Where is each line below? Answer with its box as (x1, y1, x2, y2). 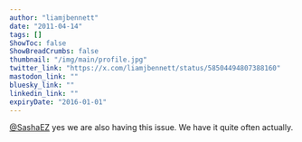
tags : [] (9, 30, 42, 39)
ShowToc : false (9, 38, 67, 48)
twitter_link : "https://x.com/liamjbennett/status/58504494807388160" (9, 64, 281, 73)
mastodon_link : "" (9, 72, 79, 81)
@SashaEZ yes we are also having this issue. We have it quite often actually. (9, 122, 294, 133)
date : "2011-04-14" (9, 22, 83, 31)
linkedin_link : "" (9, 89, 79, 98)
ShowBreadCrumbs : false (9, 47, 99, 56)
